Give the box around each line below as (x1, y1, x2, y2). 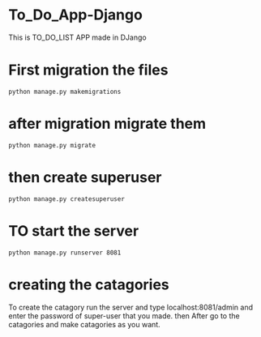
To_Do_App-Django (8, 6, 143, 24)
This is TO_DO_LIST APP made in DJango (8, 32, 148, 42)
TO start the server (8, 221, 139, 240)
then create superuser (8, 168, 162, 186)
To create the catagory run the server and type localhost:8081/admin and (8, 302, 254, 312)
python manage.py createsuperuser (8, 194, 126, 203)
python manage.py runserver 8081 (8, 249, 122, 257)
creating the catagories (8, 275, 170, 293)
